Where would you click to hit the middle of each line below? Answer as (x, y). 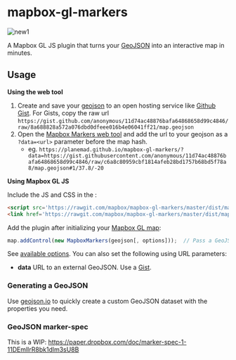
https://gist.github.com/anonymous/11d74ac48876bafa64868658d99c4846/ (123, 121)
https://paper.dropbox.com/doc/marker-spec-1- (117, 342)
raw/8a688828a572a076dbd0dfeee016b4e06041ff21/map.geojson (106, 127)
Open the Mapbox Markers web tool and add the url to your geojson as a (123, 134)
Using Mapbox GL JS (38, 181)
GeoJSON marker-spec (48, 326)
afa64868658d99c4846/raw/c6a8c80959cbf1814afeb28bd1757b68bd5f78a (127, 162)
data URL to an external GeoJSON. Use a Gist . (85, 267)
